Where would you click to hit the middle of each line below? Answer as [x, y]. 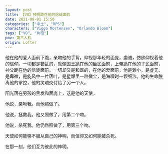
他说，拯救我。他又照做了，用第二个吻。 [47, 114]
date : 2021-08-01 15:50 [30, 19]
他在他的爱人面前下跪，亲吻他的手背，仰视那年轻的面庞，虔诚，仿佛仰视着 [82, 57]
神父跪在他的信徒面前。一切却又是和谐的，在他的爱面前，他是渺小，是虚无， [84, 70]
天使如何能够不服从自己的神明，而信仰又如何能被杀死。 [62, 135]
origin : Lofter [21, 43]
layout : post [19, 10]
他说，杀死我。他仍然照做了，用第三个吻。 [49, 125]
